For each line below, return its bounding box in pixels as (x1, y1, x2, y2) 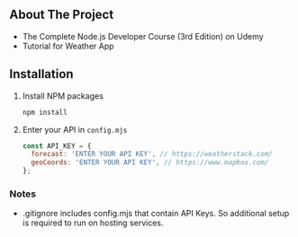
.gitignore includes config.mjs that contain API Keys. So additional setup (22, 208, 290, 219)
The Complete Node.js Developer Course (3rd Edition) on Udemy (22, 31, 264, 41)
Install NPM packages (22, 90, 104, 101)
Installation (9, 66, 74, 82)
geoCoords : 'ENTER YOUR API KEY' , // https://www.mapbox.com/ (31, 158, 269, 167)
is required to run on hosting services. (22, 217, 164, 228)
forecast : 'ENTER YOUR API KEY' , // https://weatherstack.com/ (31, 150, 273, 159)
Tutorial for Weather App (22, 40, 114, 51)
